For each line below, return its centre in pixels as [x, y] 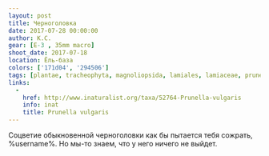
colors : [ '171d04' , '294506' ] [59, 68]
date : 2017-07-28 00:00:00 [53, 30]
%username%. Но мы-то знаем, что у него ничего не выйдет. [113, 144]
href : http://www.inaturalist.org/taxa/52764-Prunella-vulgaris [132, 98]
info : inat [41, 105]
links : [19, 82]
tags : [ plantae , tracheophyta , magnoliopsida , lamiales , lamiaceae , [125, 75]
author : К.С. [30, 38]
